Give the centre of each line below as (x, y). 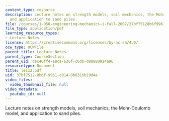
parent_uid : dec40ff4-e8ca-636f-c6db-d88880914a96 (59, 61)
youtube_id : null (28, 94)
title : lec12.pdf (23, 71)
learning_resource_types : (32, 33)
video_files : (19, 80)
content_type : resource (30, 10)
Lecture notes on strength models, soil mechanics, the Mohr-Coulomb (78, 108)
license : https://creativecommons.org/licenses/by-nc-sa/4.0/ (72, 43)
